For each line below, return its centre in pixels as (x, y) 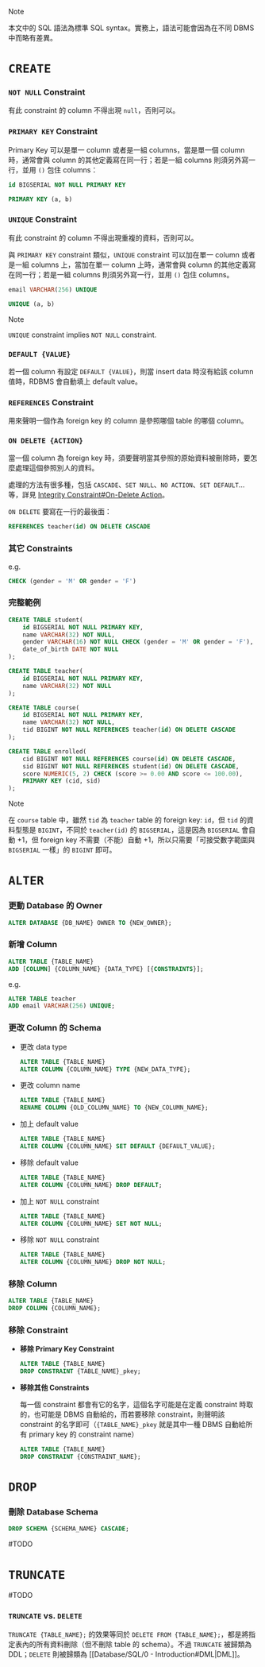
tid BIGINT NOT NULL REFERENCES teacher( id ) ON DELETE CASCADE (129, 730)
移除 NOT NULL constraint (59, 1240)
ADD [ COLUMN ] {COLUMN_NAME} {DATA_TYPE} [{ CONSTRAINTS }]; (106, 969)
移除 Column (33, 1284)
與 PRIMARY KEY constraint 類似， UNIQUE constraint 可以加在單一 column (124, 254)
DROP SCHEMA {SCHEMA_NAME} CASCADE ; (69, 1529)
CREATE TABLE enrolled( (48, 751)
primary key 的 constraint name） (84, 1434)
